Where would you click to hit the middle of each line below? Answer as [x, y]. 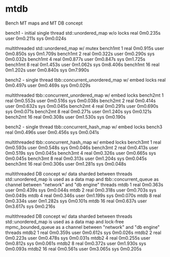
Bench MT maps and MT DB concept [44, 23]
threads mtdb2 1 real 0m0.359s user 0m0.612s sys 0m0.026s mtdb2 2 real [83, 232]
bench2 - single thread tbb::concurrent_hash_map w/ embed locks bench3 [84, 127]
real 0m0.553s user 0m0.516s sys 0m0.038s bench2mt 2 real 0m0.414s [81, 101]
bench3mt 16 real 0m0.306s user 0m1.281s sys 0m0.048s [66, 163]
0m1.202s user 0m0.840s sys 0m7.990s [47, 70]
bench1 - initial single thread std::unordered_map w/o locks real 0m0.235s [83, 33]
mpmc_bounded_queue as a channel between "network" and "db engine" [83, 227]
